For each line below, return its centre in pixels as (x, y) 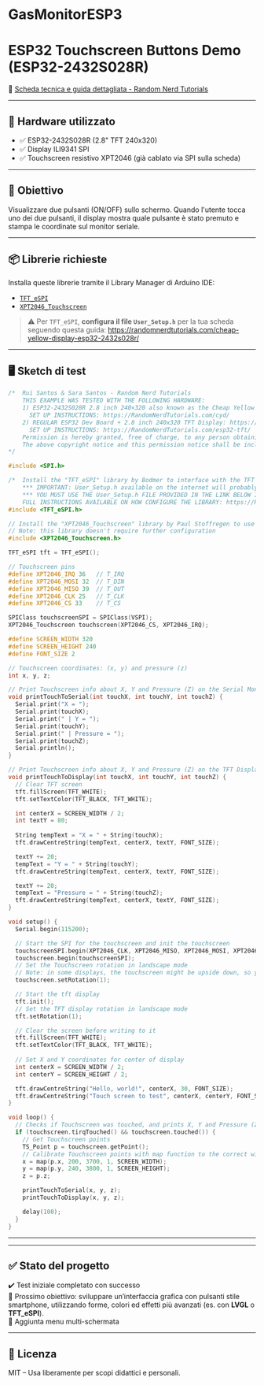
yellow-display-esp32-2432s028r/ (83, 338)
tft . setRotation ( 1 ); (49, 1016)
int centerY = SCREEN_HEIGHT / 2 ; (71, 1074)
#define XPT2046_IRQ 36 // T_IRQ (66, 574)
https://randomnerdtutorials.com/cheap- (174, 329)
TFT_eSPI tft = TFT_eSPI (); (54, 553)
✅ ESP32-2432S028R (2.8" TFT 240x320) (88, 140)
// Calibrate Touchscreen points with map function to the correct (135, 1154)
